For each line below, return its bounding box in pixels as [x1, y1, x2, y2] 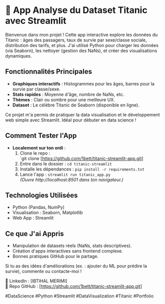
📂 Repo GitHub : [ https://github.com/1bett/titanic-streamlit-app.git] [5, 283, 142, 289]
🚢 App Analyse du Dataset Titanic [5, 4, 147, 16]
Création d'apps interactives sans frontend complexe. [12, 248, 123, 254]
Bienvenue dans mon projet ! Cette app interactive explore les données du [5, 31, 158, 37]
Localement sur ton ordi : [12, 144, 66, 150]
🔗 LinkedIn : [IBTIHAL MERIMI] [5, 278, 67, 284]
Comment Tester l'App [5, 131, 77, 140]
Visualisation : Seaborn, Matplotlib [12, 209, 83, 215]
